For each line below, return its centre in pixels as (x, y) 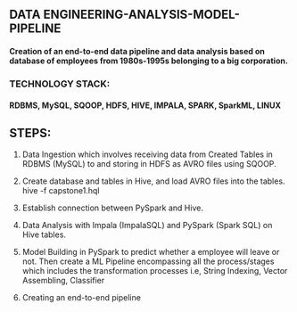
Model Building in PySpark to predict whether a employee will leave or (151, 252)
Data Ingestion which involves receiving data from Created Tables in (148, 154)
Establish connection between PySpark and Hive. (112, 208)
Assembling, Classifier (63, 281)
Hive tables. (44, 234)
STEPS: (30, 133)
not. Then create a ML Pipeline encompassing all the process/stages (148, 261)
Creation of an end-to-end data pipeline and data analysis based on (137, 51)
